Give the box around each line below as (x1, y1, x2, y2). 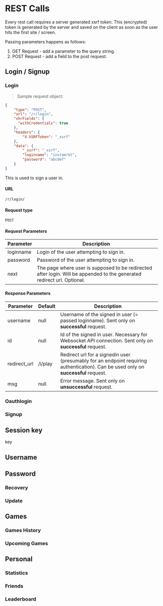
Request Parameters (5, 228, 48, 234)
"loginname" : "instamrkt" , (22, 152, 77, 157)
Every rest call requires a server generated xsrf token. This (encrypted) (5, 19, 147, 25)
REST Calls (5, 3, 50, 14)
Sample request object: (16, 93, 64, 99)
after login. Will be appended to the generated (36, 271, 142, 278)
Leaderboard (5, 596, 36, 603)
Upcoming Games (5, 540, 49, 547)
